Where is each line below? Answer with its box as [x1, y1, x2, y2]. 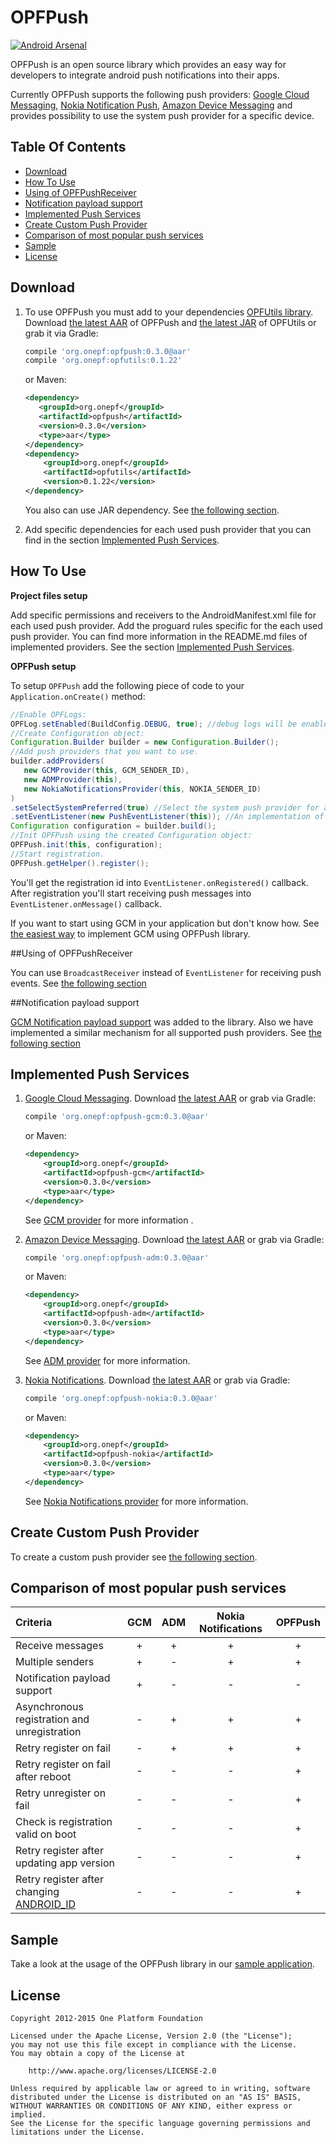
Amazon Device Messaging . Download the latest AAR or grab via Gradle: [24, 1233, 325, 1245]
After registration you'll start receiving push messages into [10, 887, 252, 899]
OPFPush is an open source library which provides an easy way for [10, 58, 287, 70]
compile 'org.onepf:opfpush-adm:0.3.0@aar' [24, 1252, 210, 1263]
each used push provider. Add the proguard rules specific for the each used [10, 619, 323, 631]
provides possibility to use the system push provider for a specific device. [10, 109, 315, 121]
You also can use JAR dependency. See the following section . [24, 504, 280, 516]
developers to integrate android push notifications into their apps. [10, 69, 280, 81]
